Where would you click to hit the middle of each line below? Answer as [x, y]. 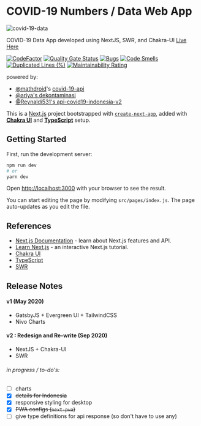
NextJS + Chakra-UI [41, 349]
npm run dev [21, 165]
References [29, 226]
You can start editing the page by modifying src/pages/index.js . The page [100, 200]
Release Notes [35, 286]
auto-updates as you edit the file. [48, 207]
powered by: [22, 77]
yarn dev [17, 177]
